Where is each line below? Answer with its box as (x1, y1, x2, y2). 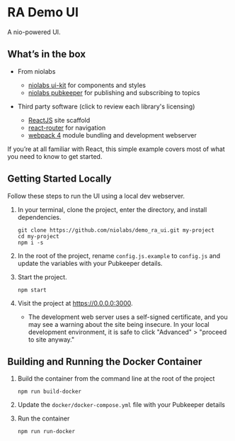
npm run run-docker (17, 428, 76, 435)
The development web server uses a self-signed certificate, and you (28, 313, 228, 321)
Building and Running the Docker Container (7, 355, 202, 367)
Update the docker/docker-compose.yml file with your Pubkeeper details (17, 401, 225, 409)
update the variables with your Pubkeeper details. (17, 259, 163, 267)
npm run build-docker (17, 388, 81, 396)
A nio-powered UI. (7, 28, 62, 36)
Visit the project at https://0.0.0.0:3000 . (17, 298, 133, 307)
